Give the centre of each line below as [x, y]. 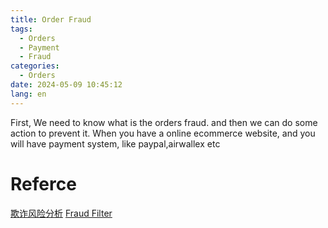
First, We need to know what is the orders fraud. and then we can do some [164, 122]
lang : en [28, 94]
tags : [21, 29]
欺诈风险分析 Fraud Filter [61, 213]
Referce [43, 183]
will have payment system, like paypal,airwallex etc [115, 143]
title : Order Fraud [51, 19]
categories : [35, 66]
